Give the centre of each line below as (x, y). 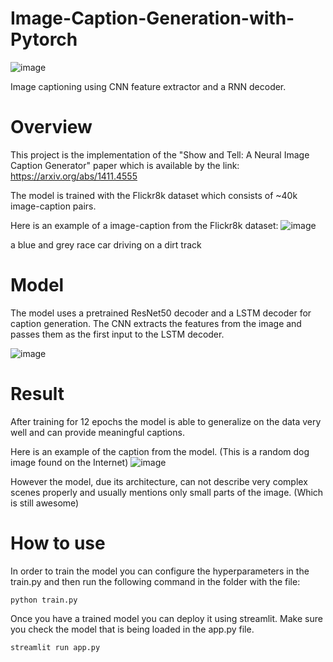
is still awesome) (45, 503)
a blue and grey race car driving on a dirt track (106, 244)
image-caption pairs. (53, 206)
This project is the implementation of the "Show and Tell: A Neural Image (160, 154)
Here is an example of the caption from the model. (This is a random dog (160, 451)
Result (37, 394)
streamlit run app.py (55, 647)
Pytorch (44, 39)
